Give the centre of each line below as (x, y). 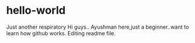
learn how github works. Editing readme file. (61, 33)
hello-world (36, 10)
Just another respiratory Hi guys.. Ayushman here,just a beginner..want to (98, 27)
